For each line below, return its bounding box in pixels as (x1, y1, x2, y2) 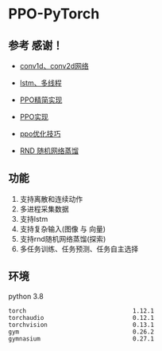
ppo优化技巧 (19, 129, 61, 138)
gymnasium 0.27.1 (8, 334, 155, 343)
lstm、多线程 (19, 78, 62, 88)
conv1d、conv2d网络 (19, 61, 89, 70)
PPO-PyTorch (8, 5, 100, 23)
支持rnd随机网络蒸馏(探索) (19, 234, 106, 243)
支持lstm (19, 214, 48, 223)
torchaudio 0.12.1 (8, 314, 155, 321)
